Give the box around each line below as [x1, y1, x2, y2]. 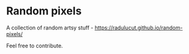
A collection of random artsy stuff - [6, 24, 94, 31]
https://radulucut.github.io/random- [94, 24, 183, 31]
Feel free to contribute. [6, 42, 63, 49]
